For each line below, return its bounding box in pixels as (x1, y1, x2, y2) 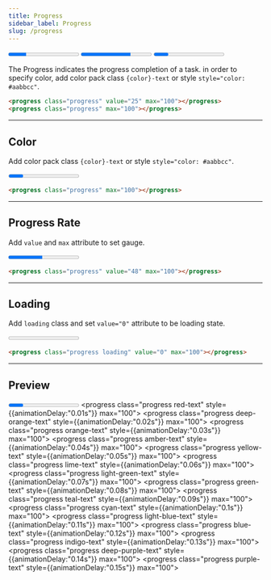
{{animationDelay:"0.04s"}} (8, 443, 99, 452)
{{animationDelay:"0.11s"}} (8, 520, 96, 529)
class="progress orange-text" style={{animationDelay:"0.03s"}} (8, 426, 221, 435)
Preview (8, 378, 51, 392)
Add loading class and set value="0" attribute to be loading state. (8, 318, 226, 328)
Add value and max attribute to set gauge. (8, 237, 145, 247)
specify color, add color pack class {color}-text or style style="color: (8, 74, 246, 83)
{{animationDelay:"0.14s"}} (8, 554, 98, 564)
